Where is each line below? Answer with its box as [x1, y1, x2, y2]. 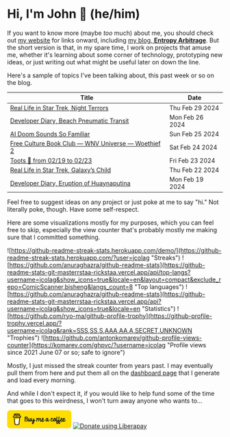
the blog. [7, 78, 32, 86]
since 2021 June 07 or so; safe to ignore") [7, 348, 125, 356]
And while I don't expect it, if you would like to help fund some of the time [7, 389, 215, 397]
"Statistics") [141, 304, 176, 312]
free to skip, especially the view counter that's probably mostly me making [7, 225, 218, 234]
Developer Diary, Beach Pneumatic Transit [10, 116, 129, 125]
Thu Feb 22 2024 [169, 166, 220, 174]
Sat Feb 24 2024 [169, 143, 218, 151]
